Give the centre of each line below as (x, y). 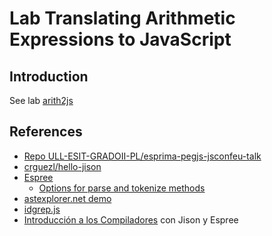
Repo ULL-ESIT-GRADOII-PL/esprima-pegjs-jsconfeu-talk (142, 156)
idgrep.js (42, 209)
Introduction (49, 76)
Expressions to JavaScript (120, 39)
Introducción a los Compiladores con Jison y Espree (131, 219)
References (46, 132)
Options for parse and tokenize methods (122, 188)
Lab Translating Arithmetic (122, 18)
